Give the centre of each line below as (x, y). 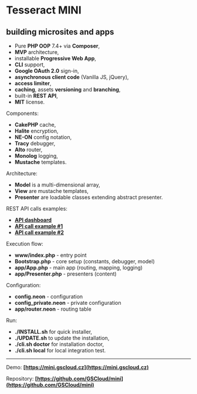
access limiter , (33, 83)
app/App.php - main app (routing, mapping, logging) (79, 268)
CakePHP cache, (35, 125)
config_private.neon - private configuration (68, 303)
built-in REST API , (36, 96)
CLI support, (30, 64)
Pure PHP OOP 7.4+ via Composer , (57, 46)
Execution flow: (25, 244)
